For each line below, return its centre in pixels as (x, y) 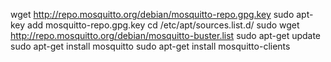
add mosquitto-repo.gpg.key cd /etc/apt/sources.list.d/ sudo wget (163, 25)
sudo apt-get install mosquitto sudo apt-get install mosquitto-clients (150, 46)
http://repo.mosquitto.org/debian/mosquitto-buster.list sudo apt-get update (166, 35)
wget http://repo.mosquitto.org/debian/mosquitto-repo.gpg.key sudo (152, 14)
